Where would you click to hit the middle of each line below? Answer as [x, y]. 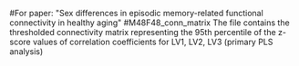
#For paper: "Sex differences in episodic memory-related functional [137, 13]
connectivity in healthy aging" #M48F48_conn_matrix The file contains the [149, 23]
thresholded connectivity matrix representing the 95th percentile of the [143, 32]
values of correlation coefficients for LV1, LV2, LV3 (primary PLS [153, 42]
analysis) [26, 52]
